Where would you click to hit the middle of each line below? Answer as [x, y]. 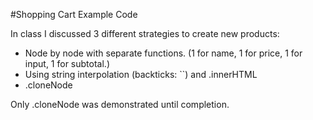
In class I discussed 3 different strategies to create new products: [145, 33]
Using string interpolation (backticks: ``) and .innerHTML [141, 74]
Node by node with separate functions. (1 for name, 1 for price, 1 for [163, 53]
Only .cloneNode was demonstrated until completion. [120, 104]
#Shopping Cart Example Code [74, 14]
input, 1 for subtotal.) [67, 63]
